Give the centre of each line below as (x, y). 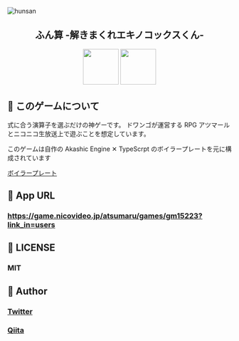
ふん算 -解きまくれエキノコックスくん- (119, 35)
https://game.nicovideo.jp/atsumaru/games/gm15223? (105, 216)
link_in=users (31, 224)
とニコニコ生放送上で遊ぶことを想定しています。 (79, 133)
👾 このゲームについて (53, 106)
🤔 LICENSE (31, 248)
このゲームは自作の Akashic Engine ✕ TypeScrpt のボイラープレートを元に (116, 149)
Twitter (20, 311)
